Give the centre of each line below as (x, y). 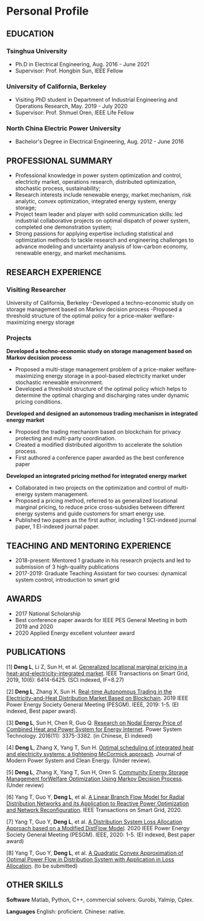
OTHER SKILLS (35, 885)
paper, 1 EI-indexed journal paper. (57, 527)
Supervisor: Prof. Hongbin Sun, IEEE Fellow (69, 71)
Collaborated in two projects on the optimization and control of (94, 488)
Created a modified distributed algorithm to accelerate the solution (99, 445)
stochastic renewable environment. (59, 382)
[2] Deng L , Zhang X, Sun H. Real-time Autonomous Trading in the (89, 692)
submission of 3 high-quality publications (67, 567)
